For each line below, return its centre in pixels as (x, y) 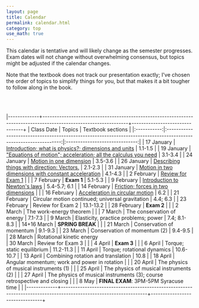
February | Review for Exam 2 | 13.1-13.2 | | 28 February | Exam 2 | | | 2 (93, 205)
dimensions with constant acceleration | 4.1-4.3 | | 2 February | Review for (97, 174)
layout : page (22, 12)
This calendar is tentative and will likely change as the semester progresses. (99, 51)
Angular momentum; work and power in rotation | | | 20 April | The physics (97, 262)
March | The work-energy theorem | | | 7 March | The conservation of (91, 212)
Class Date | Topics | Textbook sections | (81, 130)
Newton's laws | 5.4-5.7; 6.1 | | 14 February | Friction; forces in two (87, 186)
